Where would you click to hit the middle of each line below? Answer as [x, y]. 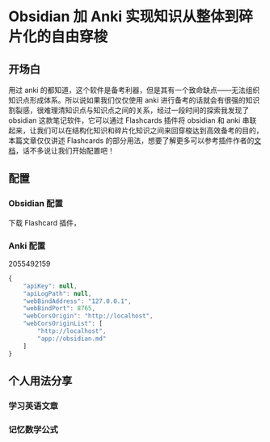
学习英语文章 [34, 406]
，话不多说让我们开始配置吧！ [65, 151]
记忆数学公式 [34, 429]
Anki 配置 [27, 246]
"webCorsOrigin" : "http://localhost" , [88, 316]
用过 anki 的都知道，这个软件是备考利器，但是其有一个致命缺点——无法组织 [134, 90]
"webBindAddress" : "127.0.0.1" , [77, 301]
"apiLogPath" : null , [57, 293]
